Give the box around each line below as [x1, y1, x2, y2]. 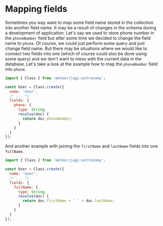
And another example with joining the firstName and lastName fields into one [5, 143, 158, 149]
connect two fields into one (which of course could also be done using [5, 50, 147, 57]
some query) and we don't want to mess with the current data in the [5, 56, 142, 62]
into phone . [5, 66, 26, 72]
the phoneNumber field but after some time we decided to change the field [5, 35, 151, 41]
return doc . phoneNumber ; [22, 116, 73, 121]
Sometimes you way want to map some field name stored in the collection [5, 20, 154, 25]
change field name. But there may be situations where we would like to [5, 45, 147, 51]
